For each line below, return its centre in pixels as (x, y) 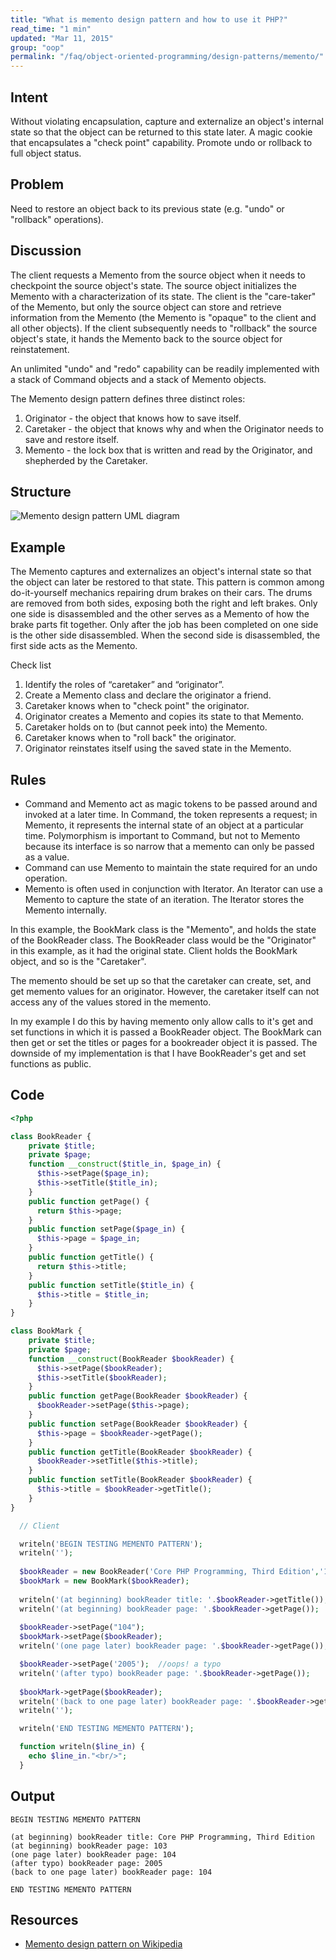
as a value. (47, 857)
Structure (41, 491)
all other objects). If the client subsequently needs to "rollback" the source (164, 328)
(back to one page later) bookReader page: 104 (111, 1872)
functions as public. (51, 1064)
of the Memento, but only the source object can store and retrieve (146, 307)
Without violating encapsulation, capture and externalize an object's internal (167, 121)
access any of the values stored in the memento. (111, 1002)
